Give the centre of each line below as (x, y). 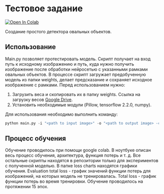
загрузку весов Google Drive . (42, 99)
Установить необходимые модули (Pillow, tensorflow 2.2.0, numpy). (82, 105)
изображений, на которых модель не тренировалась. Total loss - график (81, 176)
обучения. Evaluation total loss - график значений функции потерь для (78, 171)
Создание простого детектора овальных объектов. (58, 31)
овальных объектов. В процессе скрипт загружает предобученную (76, 74)
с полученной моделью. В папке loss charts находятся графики (71, 166)
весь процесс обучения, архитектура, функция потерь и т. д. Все (73, 155)
